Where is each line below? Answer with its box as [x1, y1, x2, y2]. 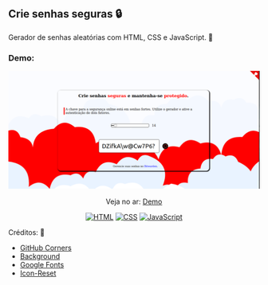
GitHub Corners [19, 243, 72, 253]
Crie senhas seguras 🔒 [8, 7, 122, 21]
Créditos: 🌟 [8, 228, 45, 237]
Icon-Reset [19, 268, 57, 278]
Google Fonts [19, 260, 65, 270]
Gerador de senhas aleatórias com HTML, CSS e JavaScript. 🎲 [8, 32, 214, 42]
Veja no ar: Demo [105, 197, 163, 206]
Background [19, 252, 61, 261]
